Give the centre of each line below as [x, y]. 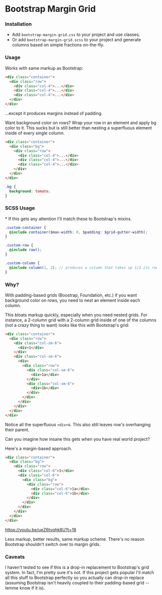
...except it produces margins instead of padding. [54, 113]
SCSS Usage [20, 208]
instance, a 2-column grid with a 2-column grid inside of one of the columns [81, 320]
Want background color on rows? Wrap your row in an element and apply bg [81, 123]
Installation [19, 24]
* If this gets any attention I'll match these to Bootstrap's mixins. [68, 219]
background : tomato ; [30, 191]
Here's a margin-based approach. [39, 448]
